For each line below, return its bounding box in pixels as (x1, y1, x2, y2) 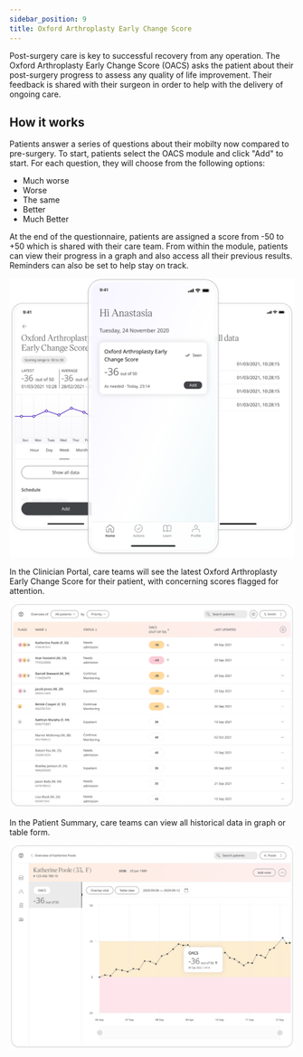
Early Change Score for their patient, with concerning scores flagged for (9, 576, 279, 587)
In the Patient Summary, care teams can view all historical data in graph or (9, 817, 287, 828)
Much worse (22, 175, 70, 186)
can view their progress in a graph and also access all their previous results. (9, 250, 293, 261)
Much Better (22, 213, 70, 225)
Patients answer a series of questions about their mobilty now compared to (9, 138, 289, 149)
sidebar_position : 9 (9, 14, 88, 24)
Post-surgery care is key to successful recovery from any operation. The (9, 50, 280, 61)
